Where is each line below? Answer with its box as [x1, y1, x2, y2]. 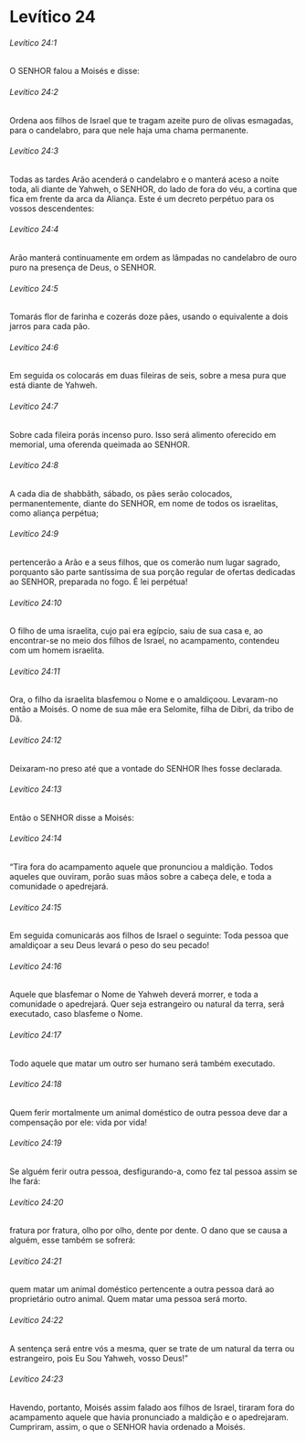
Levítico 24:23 [9, 1373, 64, 1384]
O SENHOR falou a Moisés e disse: [9, 66, 140, 77]
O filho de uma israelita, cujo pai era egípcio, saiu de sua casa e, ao [9, 625, 263, 636]
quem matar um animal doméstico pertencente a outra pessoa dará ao [9, 1284, 275, 1295]
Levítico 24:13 [9, 784, 62, 795]
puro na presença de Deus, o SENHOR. [9, 262, 157, 272]
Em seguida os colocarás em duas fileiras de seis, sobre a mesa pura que [9, 370, 287, 381]
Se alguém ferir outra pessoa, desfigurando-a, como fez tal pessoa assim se [9, 1166, 298, 1177]
